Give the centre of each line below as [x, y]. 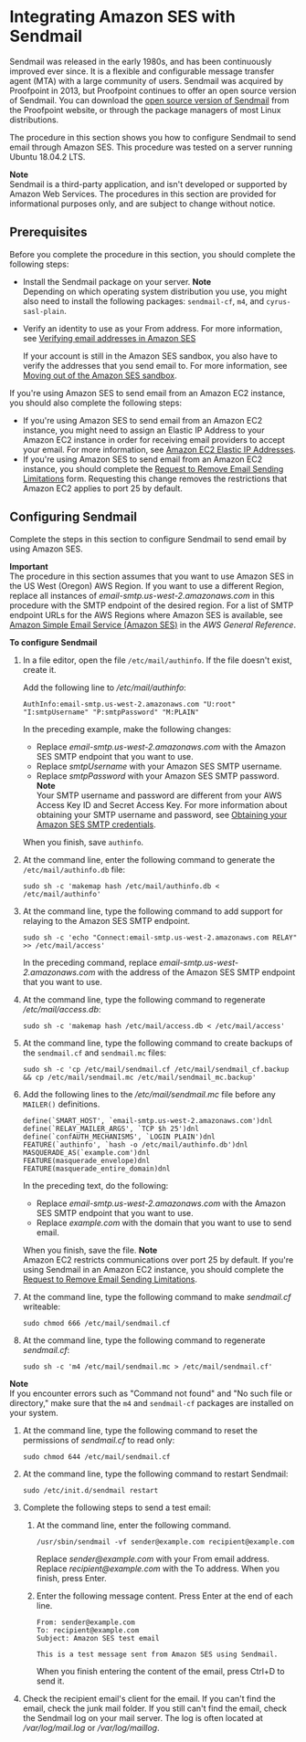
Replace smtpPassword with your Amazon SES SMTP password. [158, 776]
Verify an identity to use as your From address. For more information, [153, 328]
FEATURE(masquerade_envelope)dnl [86, 1160]
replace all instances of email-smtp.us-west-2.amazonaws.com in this [142, 595]
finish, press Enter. [71, 1578]
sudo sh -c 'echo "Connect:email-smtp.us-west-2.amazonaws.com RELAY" [160, 938]
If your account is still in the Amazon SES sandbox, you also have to [150, 356]
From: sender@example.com [85, 1622]
